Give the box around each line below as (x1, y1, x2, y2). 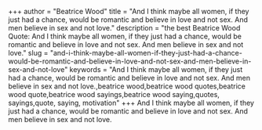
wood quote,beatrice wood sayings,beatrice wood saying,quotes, (8, 90, 220, 99)
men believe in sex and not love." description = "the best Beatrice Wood (8, 23, 241, 32)
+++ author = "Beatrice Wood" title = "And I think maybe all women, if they (8, 7, 249, 16)
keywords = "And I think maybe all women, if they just (69, 65, 243, 74)
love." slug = (8, 49, 49, 57)
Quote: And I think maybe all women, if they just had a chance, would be (8, 31, 242, 41)
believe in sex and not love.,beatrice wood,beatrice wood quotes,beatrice (8, 81, 246, 91)
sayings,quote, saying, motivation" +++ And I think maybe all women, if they (8, 98, 255, 107)
